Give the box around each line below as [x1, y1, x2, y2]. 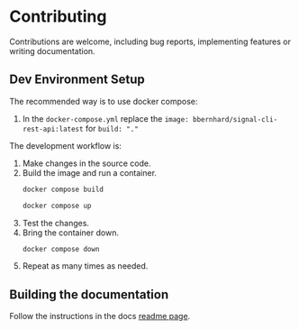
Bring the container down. [22, 227, 120, 238]
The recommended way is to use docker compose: [9, 96, 198, 106]
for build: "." [85, 123, 140, 133]
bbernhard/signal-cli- [192, 115, 278, 124]
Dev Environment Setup [9, 72, 146, 87]
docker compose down [22, 244, 100, 253]
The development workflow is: [9, 140, 122, 151]
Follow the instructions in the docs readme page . [9, 311, 191, 322]
